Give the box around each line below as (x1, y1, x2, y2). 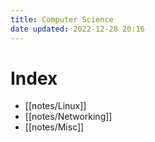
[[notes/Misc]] (24, 121, 85, 133)
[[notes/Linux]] (24, 100, 87, 112)
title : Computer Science (10, 14, 114, 25)
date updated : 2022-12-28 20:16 (10, 24, 145, 34)
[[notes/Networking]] (24, 111, 113, 123)
